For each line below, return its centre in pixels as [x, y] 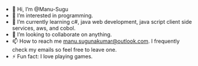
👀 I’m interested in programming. [52, 15]
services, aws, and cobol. [44, 28]
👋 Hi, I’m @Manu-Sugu [40, 9]
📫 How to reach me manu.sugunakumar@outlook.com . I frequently [96, 41]
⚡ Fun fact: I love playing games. [52, 56]
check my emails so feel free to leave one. [64, 50]
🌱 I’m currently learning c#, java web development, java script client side [102, 22]
